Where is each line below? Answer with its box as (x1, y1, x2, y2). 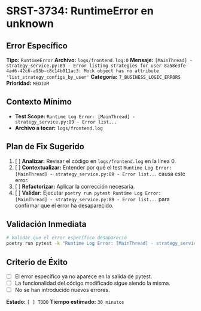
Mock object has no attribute (83, 68, 160, 74)
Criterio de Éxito (6, 257, 68, 267)
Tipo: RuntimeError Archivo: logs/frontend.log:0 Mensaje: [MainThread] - (6, 57, 193, 63)
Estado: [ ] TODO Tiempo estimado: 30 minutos (6, 298, 124, 306)
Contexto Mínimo (6, 97, 72, 107)
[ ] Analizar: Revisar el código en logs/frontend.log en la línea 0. (14, 157, 176, 165)
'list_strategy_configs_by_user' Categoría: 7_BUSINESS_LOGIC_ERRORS (6, 73, 181, 80)
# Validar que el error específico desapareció (6, 235, 127, 241)
